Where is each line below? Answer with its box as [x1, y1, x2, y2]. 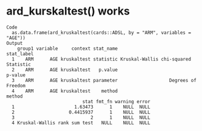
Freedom [6, 82, 26, 89]
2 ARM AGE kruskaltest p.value [12, 67, 118, 73]
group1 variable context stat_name [17, 45, 118, 52]
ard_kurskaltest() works [6, 4, 130, 18]
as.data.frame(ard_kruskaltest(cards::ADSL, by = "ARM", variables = [12, 29, 191, 36]
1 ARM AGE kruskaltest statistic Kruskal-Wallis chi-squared [12, 56, 191, 62]
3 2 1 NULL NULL [12, 114, 150, 121]
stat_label [6, 50, 34, 57]
